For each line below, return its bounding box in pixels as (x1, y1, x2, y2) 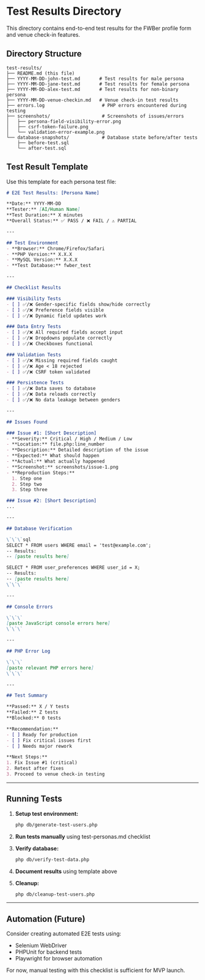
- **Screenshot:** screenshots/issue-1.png (6, 464, 119, 470)
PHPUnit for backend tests (15, 948, 82, 956)
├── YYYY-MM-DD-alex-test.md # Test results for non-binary (6, 86, 179, 92)
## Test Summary (6, 692, 48, 699)
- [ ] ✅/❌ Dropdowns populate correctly (6, 335, 112, 342)
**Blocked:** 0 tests (6, 715, 62, 722)
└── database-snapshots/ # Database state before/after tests (6, 134, 198, 141)
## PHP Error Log (6, 648, 51, 654)
